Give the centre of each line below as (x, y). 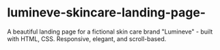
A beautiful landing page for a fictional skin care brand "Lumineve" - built (110, 32)
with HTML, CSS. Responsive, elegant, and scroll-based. (87, 38)
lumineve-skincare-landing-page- (107, 13)
